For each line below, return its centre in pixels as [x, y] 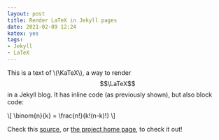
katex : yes [23, 33]
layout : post [26, 14]
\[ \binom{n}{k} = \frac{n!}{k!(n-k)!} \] [61, 115]
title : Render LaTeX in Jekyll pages [62, 20]
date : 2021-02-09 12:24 [42, 27]
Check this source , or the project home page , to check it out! [95, 129]
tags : [15, 40]
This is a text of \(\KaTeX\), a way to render [69, 72]
